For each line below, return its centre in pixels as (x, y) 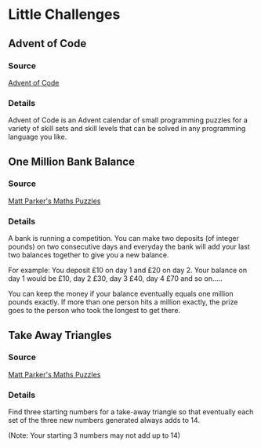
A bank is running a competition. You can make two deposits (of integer (123, 239)
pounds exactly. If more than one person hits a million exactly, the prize (123, 302)
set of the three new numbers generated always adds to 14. (104, 421)
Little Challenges (64, 15)
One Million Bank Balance (72, 161)
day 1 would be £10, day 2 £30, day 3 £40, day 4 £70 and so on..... (115, 279)
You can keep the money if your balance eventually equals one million (121, 294)
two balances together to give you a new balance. (89, 255)
